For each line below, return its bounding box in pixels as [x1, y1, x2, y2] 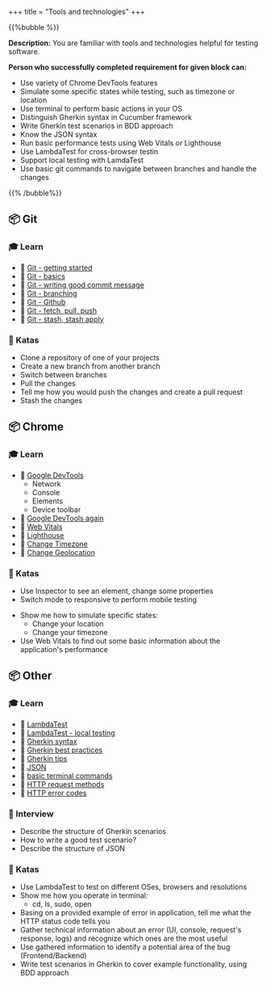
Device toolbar [31, 504, 81, 514]
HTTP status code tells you [19, 916, 110, 926]
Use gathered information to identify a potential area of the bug [19, 942, 231, 952]
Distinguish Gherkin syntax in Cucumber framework [19, 112, 192, 122]
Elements [31, 496, 64, 506]
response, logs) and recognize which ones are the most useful [19, 933, 228, 944]
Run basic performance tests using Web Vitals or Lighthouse [19, 138, 222, 148]
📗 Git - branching [19, 288, 78, 298]
